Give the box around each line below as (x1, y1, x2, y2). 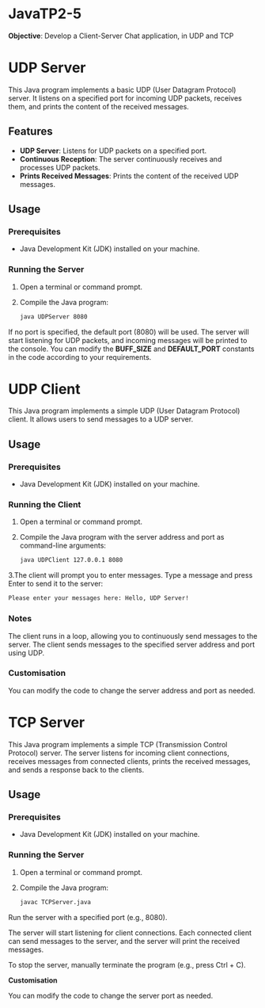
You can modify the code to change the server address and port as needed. (8, 685, 256, 695)
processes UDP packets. (19, 162, 100, 172)
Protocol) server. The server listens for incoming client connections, (8, 748, 229, 758)
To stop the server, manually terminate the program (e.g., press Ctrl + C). (8, 960, 247, 969)
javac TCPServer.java (19, 898, 91, 906)
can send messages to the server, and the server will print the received (8, 936, 240, 945)
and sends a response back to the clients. (8, 765, 145, 774)
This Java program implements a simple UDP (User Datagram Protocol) (8, 406, 240, 416)
